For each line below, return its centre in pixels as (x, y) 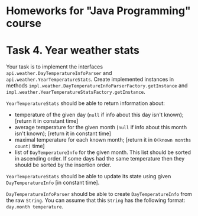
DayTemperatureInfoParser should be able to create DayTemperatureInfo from (99, 194)
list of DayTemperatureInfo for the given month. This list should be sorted (103, 152)
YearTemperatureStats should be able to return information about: (86, 103)
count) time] (30, 146)
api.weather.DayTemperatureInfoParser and (59, 73)
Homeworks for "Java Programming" (98, 11)
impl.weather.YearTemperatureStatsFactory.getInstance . (76, 92)
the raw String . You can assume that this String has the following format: (96, 200)
